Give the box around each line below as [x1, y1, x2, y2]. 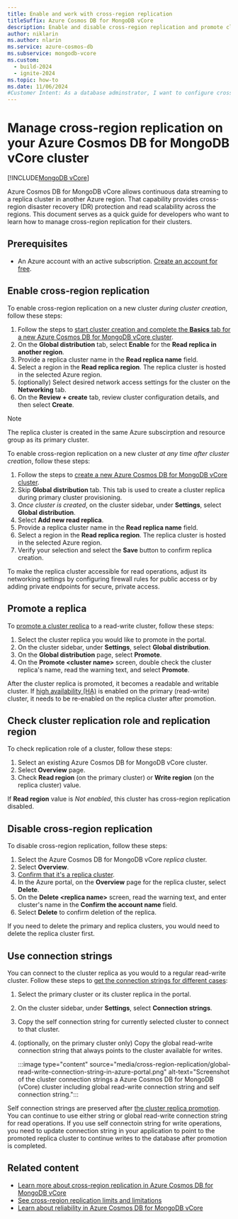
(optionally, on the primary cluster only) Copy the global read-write [17, 1038, 213, 1047]
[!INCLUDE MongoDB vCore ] [7, 174, 90, 182]
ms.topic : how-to [7, 76, 59, 84]
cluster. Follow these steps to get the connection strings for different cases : [7, 976, 228, 984]
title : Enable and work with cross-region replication [7, 10, 173, 18]
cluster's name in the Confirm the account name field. [17, 901, 178, 909]
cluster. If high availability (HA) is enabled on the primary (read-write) [7, 686, 210, 695]
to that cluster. [17, 1025, 60, 1033]
